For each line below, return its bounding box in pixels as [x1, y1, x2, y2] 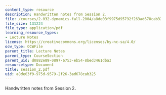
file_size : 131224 [5, 21, 43, 26]
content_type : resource [5, 7, 54, 12]
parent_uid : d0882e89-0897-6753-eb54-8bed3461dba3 [5, 58, 112, 63]
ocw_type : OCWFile [5, 44, 43, 49]
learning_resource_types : [5, 30, 58, 35]
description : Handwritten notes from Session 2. [5, 12, 107, 17]
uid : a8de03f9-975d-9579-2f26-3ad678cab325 [5, 72, 96, 77]
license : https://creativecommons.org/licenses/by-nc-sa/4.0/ [5, 40, 136, 45]
